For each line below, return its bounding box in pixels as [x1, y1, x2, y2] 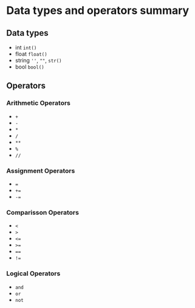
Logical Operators [6, 269, 61, 278]
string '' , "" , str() [15, 57, 62, 64]
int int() [15, 44, 37, 51]
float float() [15, 50, 47, 58]
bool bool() [15, 63, 44, 70]
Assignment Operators [6, 166, 75, 175]
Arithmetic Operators [6, 99, 71, 107]
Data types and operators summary [6, 4, 190, 18]
